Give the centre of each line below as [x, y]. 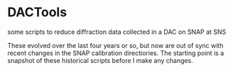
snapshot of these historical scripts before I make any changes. [100, 60]
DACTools [37, 12]
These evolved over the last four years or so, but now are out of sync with [115, 45]
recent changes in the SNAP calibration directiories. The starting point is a [116, 53]
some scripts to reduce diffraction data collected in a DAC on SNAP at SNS [117, 32]
